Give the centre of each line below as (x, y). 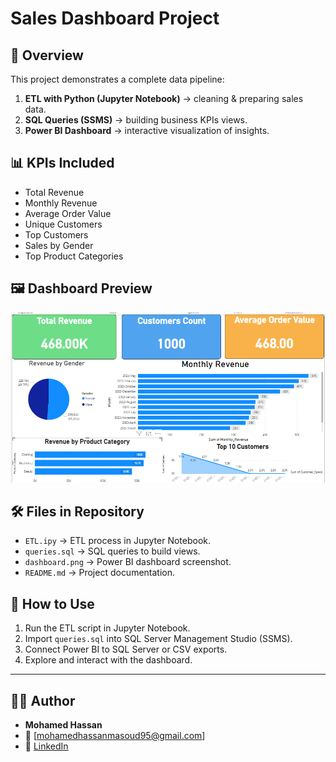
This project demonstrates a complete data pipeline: (117, 79)
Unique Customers (63, 224)
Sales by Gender (59, 245)
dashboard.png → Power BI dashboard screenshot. (128, 562)
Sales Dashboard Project (115, 18)
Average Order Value (68, 213)
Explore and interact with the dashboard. (108, 660)
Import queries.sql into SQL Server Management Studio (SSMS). (158, 639)
